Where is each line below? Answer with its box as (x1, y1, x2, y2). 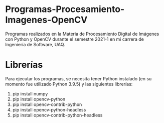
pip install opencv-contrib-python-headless (12, 112, 103, 118)
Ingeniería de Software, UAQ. (5, 41, 65, 47)
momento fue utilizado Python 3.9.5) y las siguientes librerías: (5, 81, 133, 87)
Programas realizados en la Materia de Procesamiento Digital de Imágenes (5, 31, 159, 37)
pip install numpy (12, 90, 48, 96)
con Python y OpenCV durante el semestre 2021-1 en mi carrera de (5, 36, 144, 42)
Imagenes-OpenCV (5, 14, 88, 26)
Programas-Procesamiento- (5, 4, 125, 15)
